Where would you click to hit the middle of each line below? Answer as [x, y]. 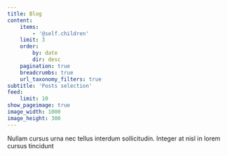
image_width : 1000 [34, 112]
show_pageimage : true [39, 105]
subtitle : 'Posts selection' [50, 86]
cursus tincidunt [30, 145]
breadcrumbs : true [47, 72]
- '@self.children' [61, 33]
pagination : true [45, 66]
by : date [45, 53]
